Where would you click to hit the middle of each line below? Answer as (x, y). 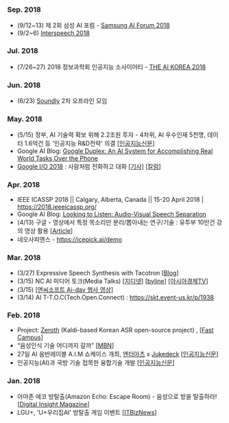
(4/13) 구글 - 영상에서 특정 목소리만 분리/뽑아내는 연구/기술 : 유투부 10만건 (116, 222)
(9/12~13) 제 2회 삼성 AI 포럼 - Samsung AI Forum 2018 (93, 25)
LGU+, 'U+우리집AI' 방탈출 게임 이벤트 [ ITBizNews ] (87, 413)
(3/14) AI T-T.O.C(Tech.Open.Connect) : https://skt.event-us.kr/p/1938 (116, 297)
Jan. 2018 (24, 381)
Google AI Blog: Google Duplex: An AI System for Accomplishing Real (115, 151)
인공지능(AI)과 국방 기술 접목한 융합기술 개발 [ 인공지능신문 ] (96, 363)
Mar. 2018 (24, 258)
